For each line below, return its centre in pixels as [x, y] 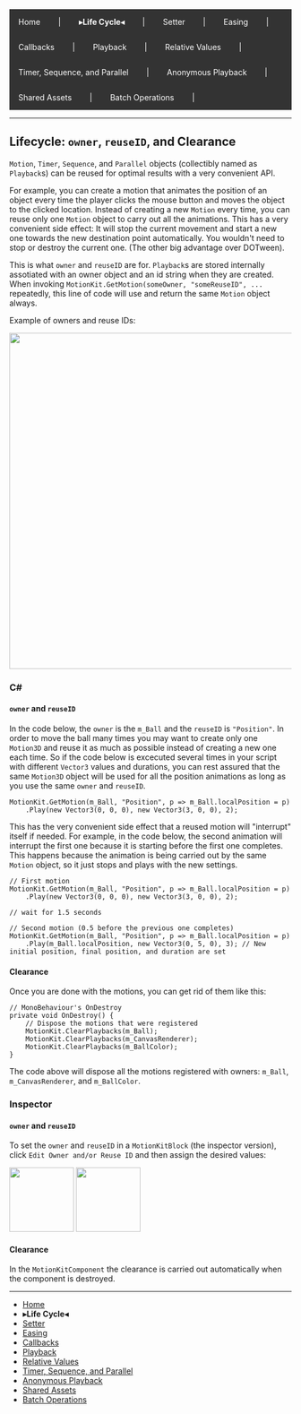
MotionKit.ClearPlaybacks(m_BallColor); [102, 1048]
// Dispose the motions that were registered [112, 1024]
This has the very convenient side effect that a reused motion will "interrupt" [150, 826]
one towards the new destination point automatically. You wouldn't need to [147, 237]
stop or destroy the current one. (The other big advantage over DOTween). [147, 247]
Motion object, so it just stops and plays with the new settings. [124, 865]
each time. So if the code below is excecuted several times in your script [143, 757]
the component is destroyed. [62, 1279]
